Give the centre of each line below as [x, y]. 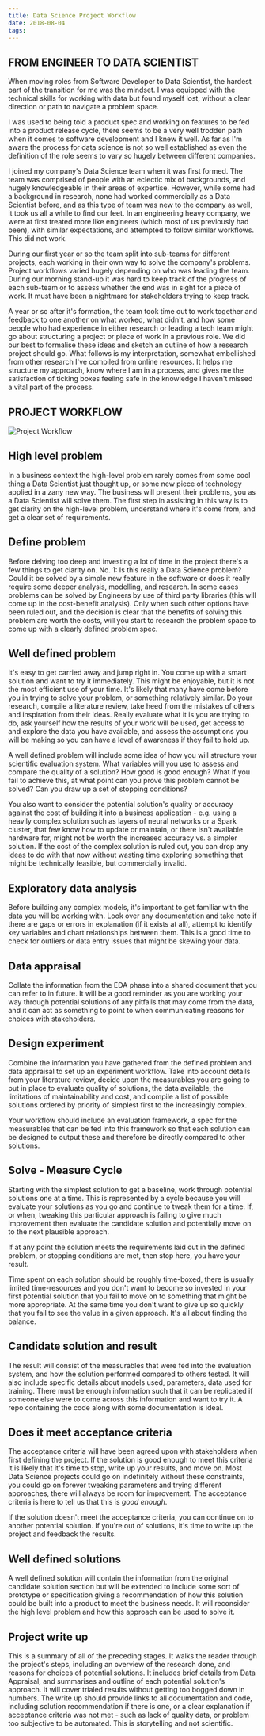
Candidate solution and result [83, 1346]
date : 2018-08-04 [37, 23]
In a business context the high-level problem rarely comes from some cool [129, 475]
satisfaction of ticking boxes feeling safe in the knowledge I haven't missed [131, 379]
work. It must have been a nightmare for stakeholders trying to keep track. [129, 296]
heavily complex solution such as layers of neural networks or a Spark [123, 821]
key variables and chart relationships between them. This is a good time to [129, 933]
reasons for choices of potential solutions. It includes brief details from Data [132, 1673]
